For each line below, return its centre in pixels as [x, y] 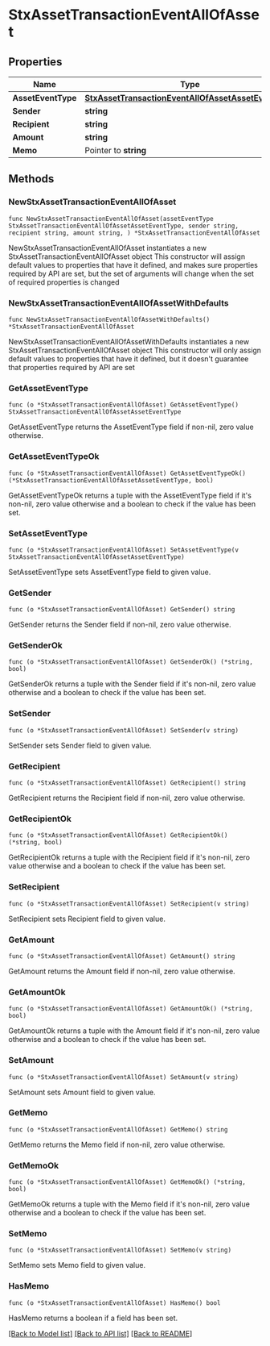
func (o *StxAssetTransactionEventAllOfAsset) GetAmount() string [122, 956]
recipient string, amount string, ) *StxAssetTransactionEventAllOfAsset [135, 233]
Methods [31, 179]
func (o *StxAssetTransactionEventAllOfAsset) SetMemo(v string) [120, 1250]
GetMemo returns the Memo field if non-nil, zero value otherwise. [117, 1144]
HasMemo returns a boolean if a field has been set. [93, 1318]
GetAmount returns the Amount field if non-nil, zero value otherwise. [122, 971]
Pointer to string [115, 150]
